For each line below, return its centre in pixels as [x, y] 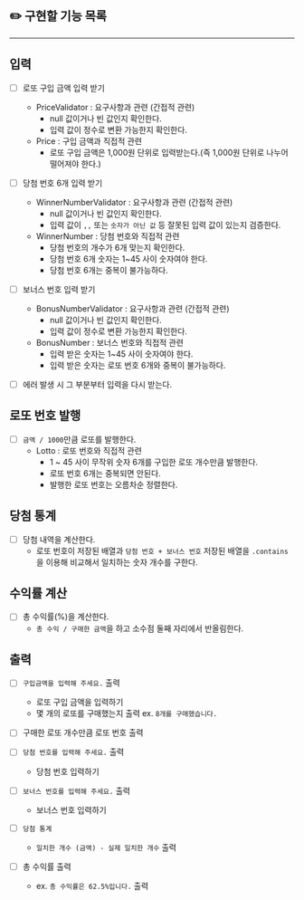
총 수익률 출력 [47, 866]
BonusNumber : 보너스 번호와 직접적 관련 [109, 342]
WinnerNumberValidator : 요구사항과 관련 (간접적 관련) [134, 202]
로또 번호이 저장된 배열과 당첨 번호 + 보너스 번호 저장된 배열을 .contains [162, 551]
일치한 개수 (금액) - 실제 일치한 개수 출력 [106, 847]
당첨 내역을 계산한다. [59, 539]
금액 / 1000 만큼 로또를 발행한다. [79, 439]
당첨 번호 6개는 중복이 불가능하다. [109, 270]
